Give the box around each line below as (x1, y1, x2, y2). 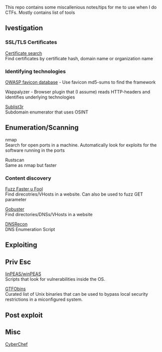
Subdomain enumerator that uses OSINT (5, 109, 89, 115)
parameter (5, 197, 27, 203)
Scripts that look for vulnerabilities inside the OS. (5, 276, 106, 282)
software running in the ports (5, 147, 65, 153)
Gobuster (5, 206, 24, 212)
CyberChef (5, 341, 28, 347)
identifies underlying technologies (5, 94, 75, 100)
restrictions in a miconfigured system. (5, 296, 83, 303)
